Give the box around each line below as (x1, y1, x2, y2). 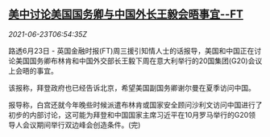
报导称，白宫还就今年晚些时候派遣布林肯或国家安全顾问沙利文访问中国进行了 (8, 99, 263, 110)
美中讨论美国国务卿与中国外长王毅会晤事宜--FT (8, 7, 243, 22)
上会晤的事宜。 (8, 66, 58, 75)
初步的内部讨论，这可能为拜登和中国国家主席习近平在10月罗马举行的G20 (8, 110, 249, 119)
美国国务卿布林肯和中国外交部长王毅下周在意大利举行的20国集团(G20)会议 (15, 55, 263, 66)
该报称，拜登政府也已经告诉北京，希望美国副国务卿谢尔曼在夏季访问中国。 (8, 83, 255, 92)
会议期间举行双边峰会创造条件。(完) (22, 119, 141, 130)
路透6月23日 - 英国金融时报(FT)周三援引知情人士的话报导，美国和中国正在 (8, 46, 255, 55)
